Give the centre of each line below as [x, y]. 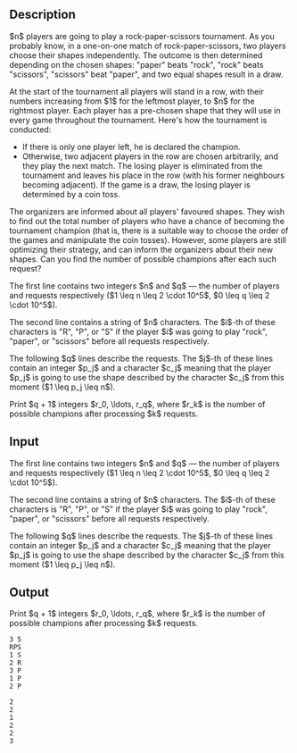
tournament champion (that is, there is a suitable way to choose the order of [149, 230]
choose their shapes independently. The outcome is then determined [136, 55]
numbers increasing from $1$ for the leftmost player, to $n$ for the [132, 101]
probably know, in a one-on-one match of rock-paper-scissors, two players [148, 46]
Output [29, 593]
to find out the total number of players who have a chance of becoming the [147, 221]
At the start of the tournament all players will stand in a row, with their [137, 91]
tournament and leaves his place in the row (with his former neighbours [153, 175]
